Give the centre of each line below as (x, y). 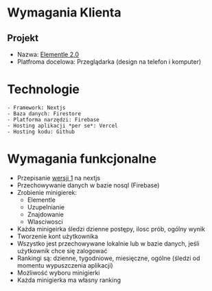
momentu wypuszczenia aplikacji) (65, 265)
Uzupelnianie (46, 207)
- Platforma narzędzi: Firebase (53, 119)
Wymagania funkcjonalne (82, 159)
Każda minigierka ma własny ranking (69, 280)
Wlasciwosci (45, 222)
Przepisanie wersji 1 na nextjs (59, 178)
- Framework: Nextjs (37, 108)
